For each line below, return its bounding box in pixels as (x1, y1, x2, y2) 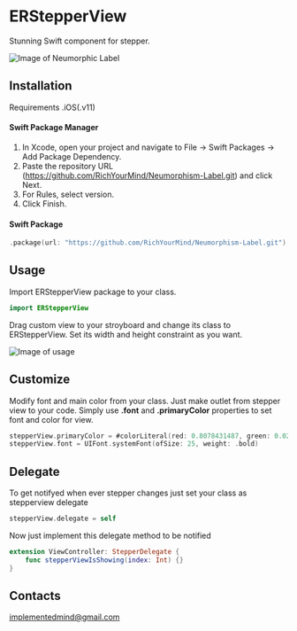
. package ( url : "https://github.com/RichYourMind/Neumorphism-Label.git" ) (9, 238, 287, 247)
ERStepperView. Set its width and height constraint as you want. (9, 329, 243, 339)
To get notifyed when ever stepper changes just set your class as (9, 487, 247, 498)
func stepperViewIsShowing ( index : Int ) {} (25, 556, 184, 565)
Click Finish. (21, 198, 67, 209)
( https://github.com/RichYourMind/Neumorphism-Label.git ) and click (21, 170, 273, 181)
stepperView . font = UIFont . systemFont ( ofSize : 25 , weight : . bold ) (9, 440, 259, 448)
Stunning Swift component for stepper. (9, 35, 150, 46)
